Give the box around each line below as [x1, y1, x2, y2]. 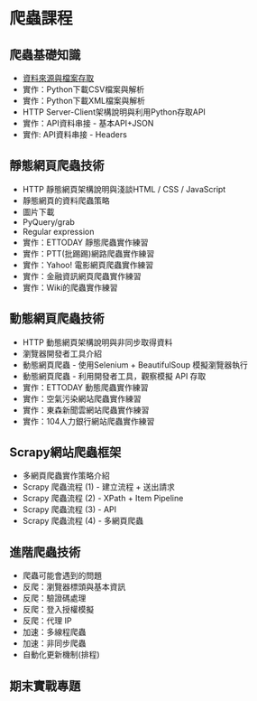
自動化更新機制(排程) [22, 650, 101, 660]
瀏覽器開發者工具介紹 [22, 348, 102, 359]
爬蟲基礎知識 [9, 47, 81, 62]
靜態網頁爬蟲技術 [9, 158, 105, 173]
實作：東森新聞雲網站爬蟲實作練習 [22, 404, 150, 416]
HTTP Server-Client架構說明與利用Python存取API [22, 107, 206, 117]
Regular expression [22, 226, 95, 237]
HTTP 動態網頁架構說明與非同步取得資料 [22, 336, 173, 348]
